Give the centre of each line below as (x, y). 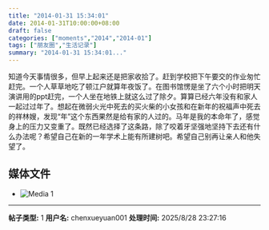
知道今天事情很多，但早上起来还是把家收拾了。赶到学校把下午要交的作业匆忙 (134, 76)
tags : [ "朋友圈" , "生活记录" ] (53, 46)
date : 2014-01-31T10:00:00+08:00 (64, 23)
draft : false (30, 30)
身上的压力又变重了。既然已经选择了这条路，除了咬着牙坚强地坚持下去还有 (131, 126)
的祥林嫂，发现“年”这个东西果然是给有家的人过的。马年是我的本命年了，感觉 (134, 116)
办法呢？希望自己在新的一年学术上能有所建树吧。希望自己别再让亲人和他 (134, 136)
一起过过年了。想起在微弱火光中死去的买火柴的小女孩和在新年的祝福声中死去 (134, 106)
